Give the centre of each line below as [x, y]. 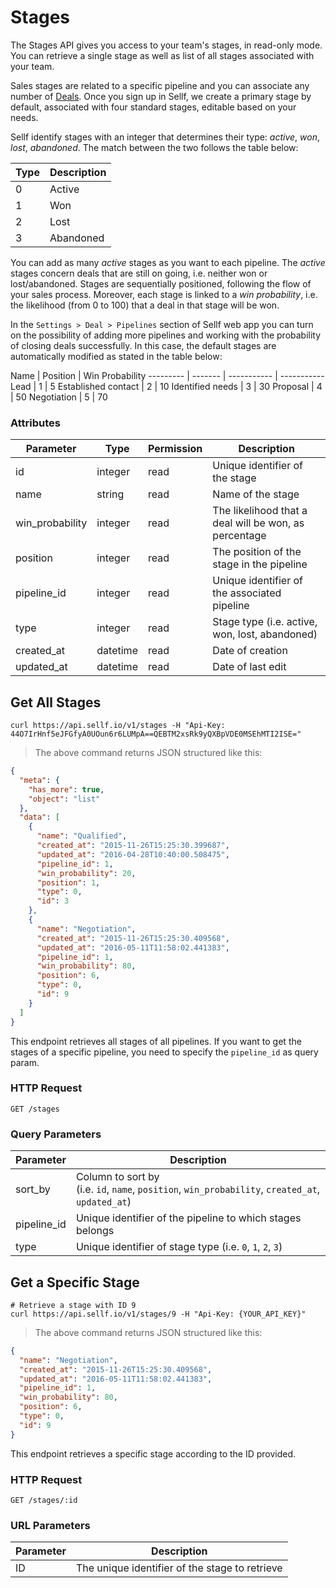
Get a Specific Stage [75, 1282]
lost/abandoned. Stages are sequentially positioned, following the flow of [161, 283]
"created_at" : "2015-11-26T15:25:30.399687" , [133, 846]
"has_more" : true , [66, 789]
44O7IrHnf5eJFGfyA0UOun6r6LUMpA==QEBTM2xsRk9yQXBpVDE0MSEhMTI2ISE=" [156, 734]
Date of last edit [249, 667]
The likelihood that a [260, 511]
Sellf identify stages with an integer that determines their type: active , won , [165, 137]
